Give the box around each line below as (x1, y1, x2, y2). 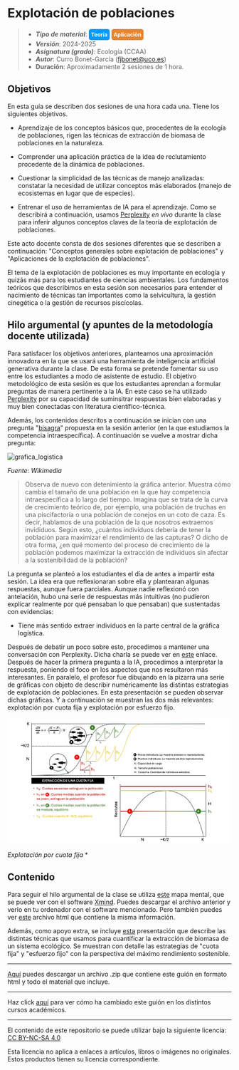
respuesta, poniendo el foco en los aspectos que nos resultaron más (7, 665, 208, 674)
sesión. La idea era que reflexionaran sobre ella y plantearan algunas (7, 577, 210, 586)
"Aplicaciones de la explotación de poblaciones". (7, 254, 151, 263)
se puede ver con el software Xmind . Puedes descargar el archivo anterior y (7, 898, 231, 906)
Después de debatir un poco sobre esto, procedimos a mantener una (7, 643, 210, 651)
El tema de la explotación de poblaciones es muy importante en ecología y (7, 268, 225, 276)
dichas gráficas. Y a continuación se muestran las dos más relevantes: (7, 695, 214, 704)
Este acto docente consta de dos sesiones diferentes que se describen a (7, 239, 221, 247)
